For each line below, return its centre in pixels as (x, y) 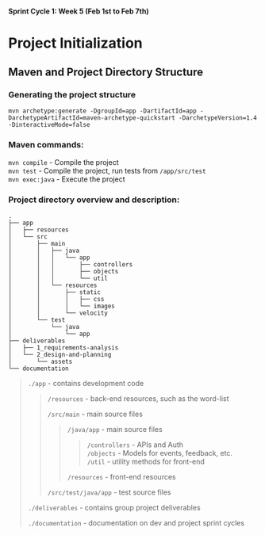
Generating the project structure (72, 95)
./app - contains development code (86, 384)
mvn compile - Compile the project (63, 162)
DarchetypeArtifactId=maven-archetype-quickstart (92, 118)
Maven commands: (46, 145)
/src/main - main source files (95, 414)
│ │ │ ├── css (56, 300)
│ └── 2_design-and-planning (60, 355)
